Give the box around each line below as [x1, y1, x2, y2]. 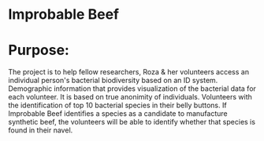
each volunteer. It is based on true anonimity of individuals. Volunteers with [8, 92, 252, 102]
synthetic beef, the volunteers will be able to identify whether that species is [8, 117, 256, 127]
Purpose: [8, 42, 69, 60]
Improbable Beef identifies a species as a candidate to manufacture [8, 109, 229, 118]
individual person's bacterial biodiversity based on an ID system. [8, 76, 218, 85]
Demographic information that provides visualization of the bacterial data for [8, 84, 256, 93]
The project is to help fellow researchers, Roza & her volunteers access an [8, 67, 250, 77]
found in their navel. [8, 125, 73, 135]
